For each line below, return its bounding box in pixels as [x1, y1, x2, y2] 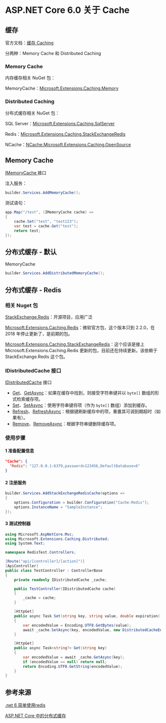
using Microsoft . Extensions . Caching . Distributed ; [5, 536, 110, 541]
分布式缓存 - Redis [5, 286, 62, 294]
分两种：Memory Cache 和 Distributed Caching [5, 51, 101, 56]
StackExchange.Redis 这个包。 [5, 354, 68, 360]
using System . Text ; [5, 541, 45, 546]
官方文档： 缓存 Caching [5, 40, 54, 46]
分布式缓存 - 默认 [5, 248, 57, 256]
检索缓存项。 [16, 396, 43, 402]
